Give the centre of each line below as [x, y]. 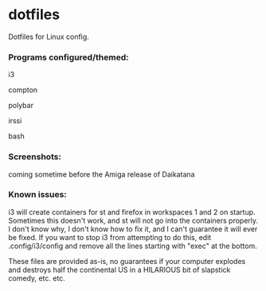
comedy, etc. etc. [37, 278]
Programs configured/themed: [68, 57]
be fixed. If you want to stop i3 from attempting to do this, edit [110, 237]
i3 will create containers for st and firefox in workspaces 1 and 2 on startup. [132, 211]
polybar [21, 106]
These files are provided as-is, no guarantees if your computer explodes [127, 261]
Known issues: [38, 195]
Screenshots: [35, 157]
